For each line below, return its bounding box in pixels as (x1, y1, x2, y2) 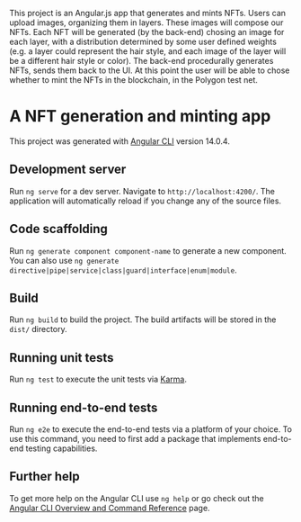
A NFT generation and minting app (9, 106, 271, 127)
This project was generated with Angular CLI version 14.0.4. (9, 135, 231, 147)
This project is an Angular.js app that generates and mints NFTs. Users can (9, 8, 286, 18)
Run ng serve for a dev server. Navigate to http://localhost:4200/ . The (9, 185, 276, 196)
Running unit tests (9, 350, 114, 365)
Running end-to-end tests (9, 400, 158, 415)
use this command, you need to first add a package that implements (9, 434, 261, 444)
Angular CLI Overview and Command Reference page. (9, 502, 210, 513)
